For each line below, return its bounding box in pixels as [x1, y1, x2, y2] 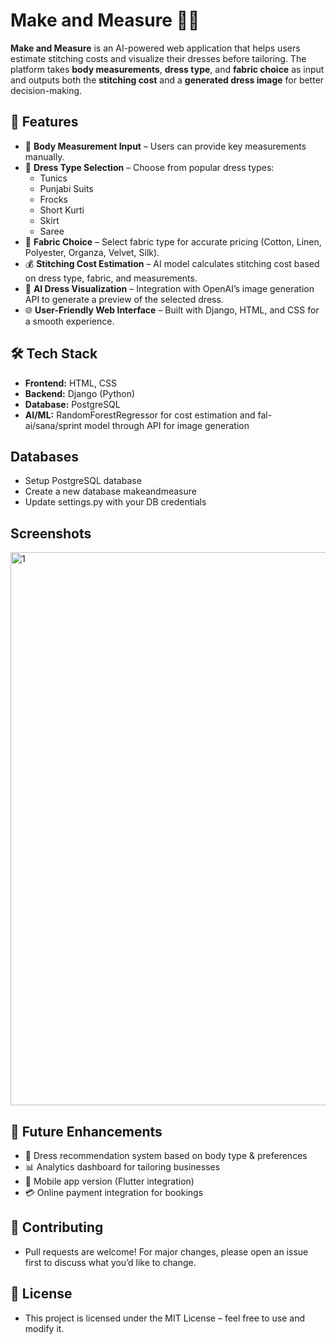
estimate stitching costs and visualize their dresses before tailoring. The [10, 52, 307, 64]
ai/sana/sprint [24, 419, 83, 431]
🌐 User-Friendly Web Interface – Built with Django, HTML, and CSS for [24, 304, 320, 316]
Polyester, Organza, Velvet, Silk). [24, 246, 160, 258]
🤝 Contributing [10, 1219, 104, 1236]
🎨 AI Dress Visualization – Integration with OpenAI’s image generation [24, 282, 315, 294]
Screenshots [10, 525, 92, 542]
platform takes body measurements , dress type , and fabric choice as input [10, 63, 325, 75]
